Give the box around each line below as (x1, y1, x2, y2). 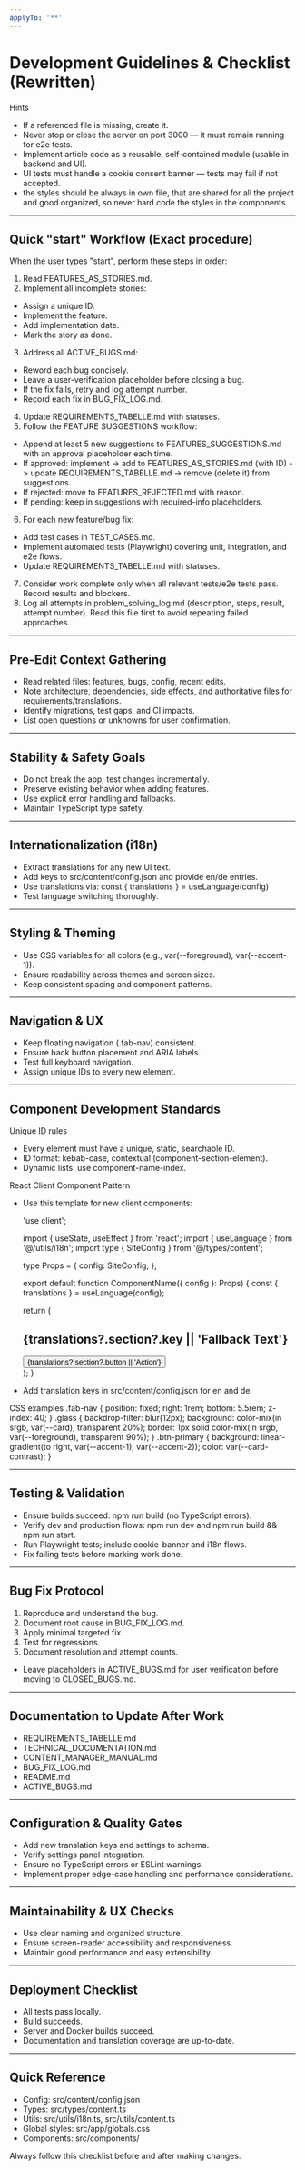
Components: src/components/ (22, 2133, 140, 2144)
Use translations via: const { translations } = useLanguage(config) (22, 881, 270, 892)
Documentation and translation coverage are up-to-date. (22, 2035, 235, 2045)
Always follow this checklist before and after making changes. (9, 2150, 241, 2161)
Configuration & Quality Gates (9, 1815, 183, 1831)
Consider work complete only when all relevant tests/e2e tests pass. (22, 578, 279, 589)
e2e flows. (22, 551, 63, 562)
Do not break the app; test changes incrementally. (22, 774, 211, 785)
